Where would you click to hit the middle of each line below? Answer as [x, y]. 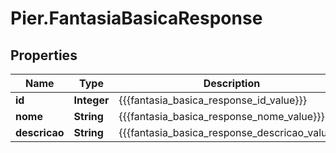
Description [232, 83]
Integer [91, 100]
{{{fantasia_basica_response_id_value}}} [213, 100]
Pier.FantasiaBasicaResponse [136, 18]
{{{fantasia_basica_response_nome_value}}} [221, 116]
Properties [44, 55]
